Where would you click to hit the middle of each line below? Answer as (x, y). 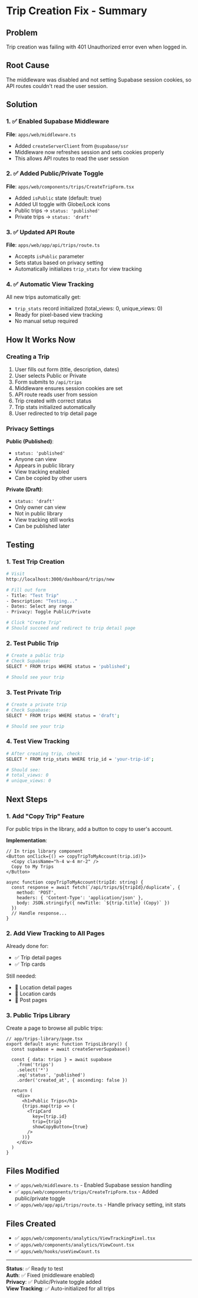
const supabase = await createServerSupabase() (71, 1049)
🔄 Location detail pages (43, 988)
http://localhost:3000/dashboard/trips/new (60, 579)
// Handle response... (39, 913)
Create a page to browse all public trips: (55, 1028)
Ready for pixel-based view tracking (59, 315)
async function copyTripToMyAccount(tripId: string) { (75, 882)
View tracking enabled (42, 472)
